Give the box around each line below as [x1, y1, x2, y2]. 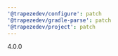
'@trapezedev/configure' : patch [7, 10, 102, 17]
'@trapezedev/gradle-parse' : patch [7, 17, 112, 24]
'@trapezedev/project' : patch [7, 23, 96, 30]
